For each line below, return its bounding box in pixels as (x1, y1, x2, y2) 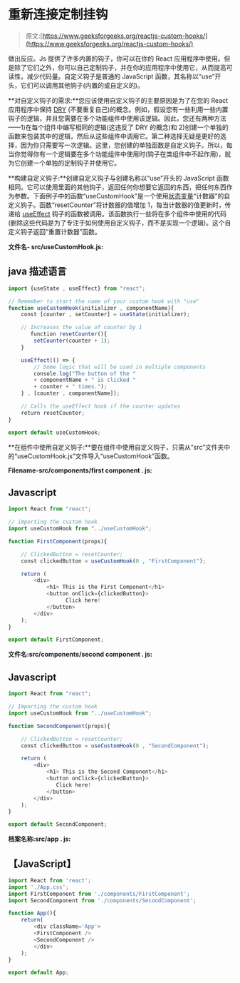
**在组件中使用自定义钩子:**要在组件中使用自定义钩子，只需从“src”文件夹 (8, 443, 224, 451)
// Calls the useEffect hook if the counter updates (21, 403, 181, 410)
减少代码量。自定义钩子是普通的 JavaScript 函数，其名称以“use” (26, 72, 215, 81)
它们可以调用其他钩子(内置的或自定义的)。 (20, 81, 145, 89)
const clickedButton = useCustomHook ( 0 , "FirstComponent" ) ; (21, 558, 206, 565)
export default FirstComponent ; (8, 636, 104, 643)
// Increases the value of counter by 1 (21, 324, 142, 331)
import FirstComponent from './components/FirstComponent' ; (8, 890, 191, 897)
